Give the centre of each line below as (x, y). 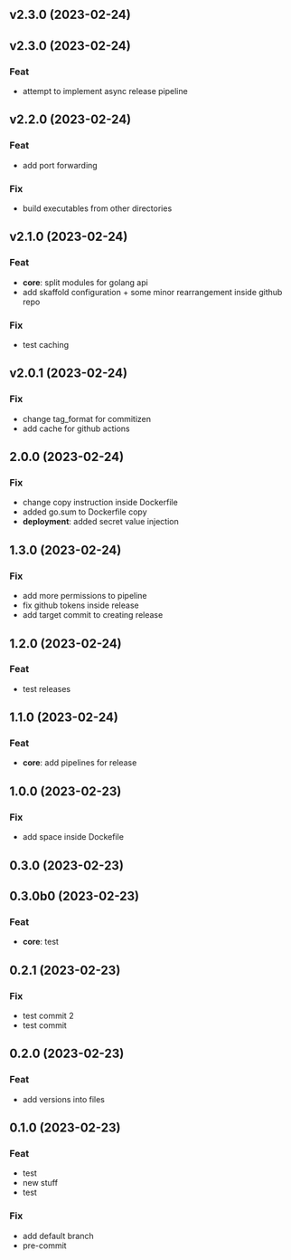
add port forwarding (60, 165)
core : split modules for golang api (85, 282)
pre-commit (44, 1246)
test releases (47, 688)
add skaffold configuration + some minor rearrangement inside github (152, 292)
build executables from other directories (97, 208)
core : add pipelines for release (80, 763)
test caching (46, 345)
